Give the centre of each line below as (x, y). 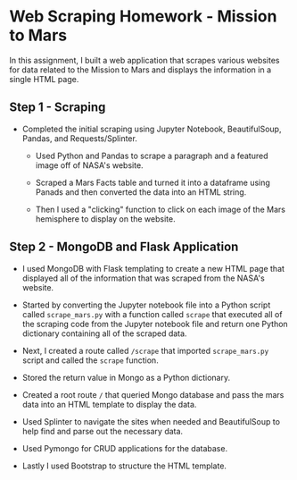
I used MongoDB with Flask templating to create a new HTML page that (153, 268)
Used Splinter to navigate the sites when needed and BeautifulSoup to (151, 421)
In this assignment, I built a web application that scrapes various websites (144, 60)
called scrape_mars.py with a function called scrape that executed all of (152, 314)
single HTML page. (44, 79)
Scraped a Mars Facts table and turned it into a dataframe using (153, 182)
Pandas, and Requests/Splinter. (80, 138)
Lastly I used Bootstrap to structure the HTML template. (124, 466)
